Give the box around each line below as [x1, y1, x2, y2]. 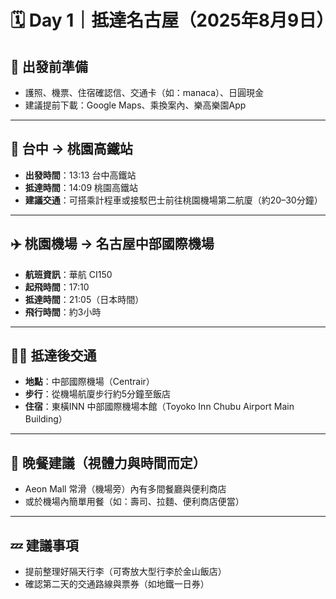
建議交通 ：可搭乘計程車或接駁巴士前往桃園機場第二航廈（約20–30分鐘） [24, 194, 323, 206]
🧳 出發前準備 [10, 58, 88, 75]
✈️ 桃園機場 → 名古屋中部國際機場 [10, 236, 215, 253]
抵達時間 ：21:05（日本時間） [24, 293, 145, 305]
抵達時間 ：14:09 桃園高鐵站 [24, 181, 139, 193]
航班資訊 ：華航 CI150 [24, 268, 113, 280]
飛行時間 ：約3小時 [24, 306, 102, 318]
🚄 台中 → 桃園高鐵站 [10, 141, 133, 158]
